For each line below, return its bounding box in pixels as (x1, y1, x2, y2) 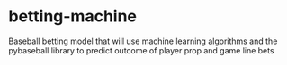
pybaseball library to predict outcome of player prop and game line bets (8, 45, 275, 55)
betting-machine (8, 6, 137, 27)
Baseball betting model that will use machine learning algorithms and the (8, 36, 278, 46)
